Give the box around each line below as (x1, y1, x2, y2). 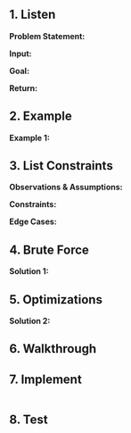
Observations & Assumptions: (9, 182, 123, 193)
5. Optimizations (9, 292, 102, 307)
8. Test (9, 412, 48, 427)
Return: (9, 82, 38, 93)
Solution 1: (9, 266, 49, 277)
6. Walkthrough (9, 341, 97, 356)
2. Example (9, 109, 73, 124)
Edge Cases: (9, 216, 58, 227)
